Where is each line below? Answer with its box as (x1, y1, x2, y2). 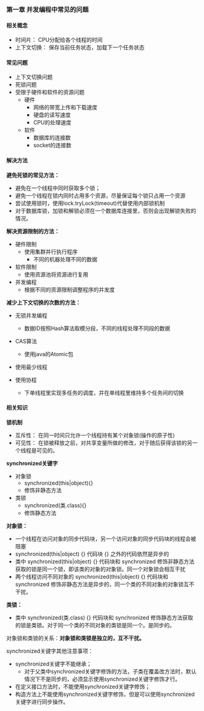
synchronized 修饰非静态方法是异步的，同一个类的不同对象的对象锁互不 (15, 581, 194, 588)
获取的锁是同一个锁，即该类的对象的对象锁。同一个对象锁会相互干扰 (15, 565, 186, 573)
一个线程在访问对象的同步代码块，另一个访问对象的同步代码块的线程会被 (15, 535, 196, 542)
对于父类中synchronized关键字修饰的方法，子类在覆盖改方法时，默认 (24, 667, 197, 675)
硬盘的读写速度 (33, 111, 71, 119)
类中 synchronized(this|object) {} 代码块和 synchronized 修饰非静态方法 (15, 558, 195, 565)
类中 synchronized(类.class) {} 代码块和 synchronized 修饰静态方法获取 (15, 614, 194, 621)
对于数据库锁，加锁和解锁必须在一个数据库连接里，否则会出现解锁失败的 (15, 207, 196, 214)
